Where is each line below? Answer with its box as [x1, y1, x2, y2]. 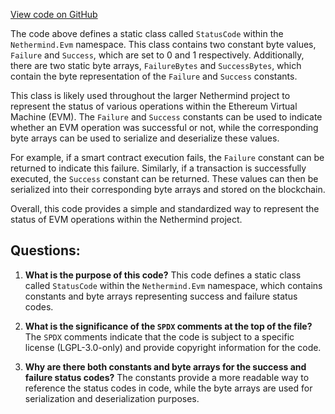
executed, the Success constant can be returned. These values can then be [10, 173, 319, 184]
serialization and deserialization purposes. [24, 392, 200, 404]
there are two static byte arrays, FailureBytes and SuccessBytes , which [10, 60, 302, 71]
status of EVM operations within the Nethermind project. [10, 214, 243, 225]
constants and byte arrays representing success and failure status [24, 290, 298, 302]
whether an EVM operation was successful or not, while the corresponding [10, 122, 319, 133]
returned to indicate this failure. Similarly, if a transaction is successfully [10, 162, 307, 174]
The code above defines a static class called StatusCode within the [10, 28, 284, 39]
